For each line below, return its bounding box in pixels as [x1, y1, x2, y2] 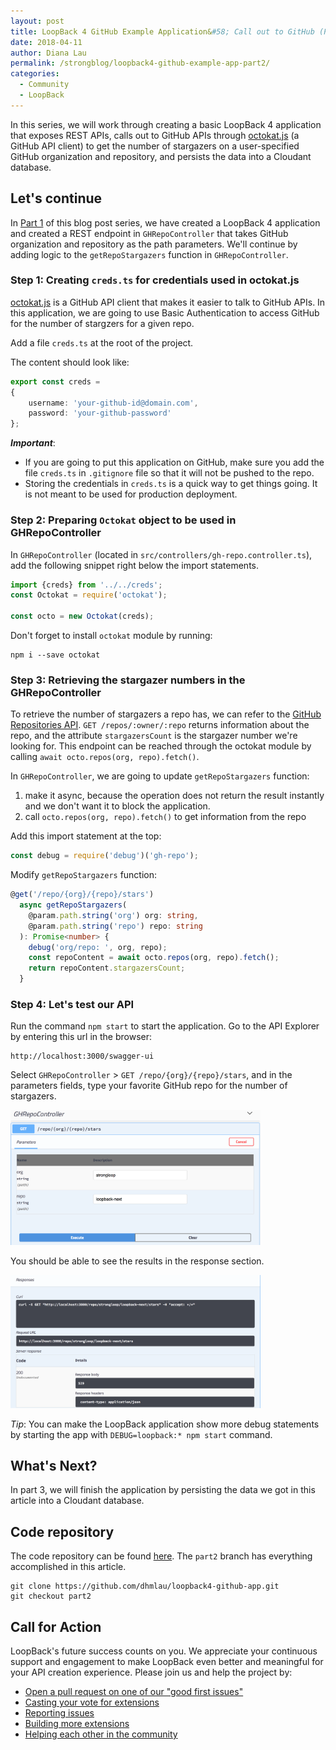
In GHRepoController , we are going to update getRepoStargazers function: [10, 770, 310, 782]
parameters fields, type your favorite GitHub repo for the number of [10, 1080, 288, 1092]
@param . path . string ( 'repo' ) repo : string [28, 921, 203, 931]
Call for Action [10, 1618, 102, 1635]
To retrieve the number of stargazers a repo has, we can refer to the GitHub [10, 708, 322, 720]
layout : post [10, 16, 65, 26]
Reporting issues [24, 1706, 95, 1719]
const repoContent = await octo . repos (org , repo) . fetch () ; [28, 953, 280, 963]
